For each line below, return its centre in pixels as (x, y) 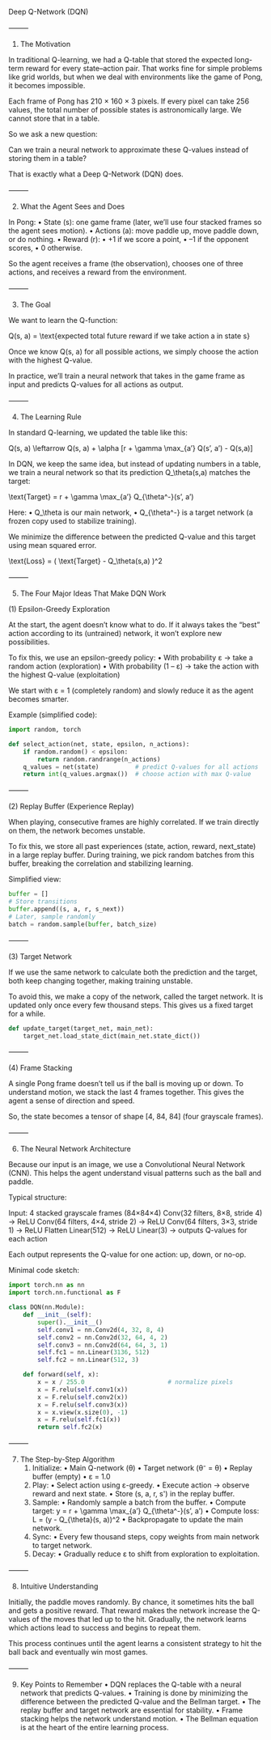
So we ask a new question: (53, 134)
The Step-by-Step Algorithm (67, 1459)
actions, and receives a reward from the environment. (98, 272)
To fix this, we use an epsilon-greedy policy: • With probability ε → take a (131, 658)
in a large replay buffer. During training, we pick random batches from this (131, 855)
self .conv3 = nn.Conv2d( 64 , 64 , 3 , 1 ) (103, 1345)
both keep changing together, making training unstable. (101, 980)
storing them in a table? (48, 158)
